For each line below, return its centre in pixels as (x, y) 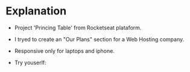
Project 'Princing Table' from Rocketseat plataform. (78, 28)
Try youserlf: (30, 62)
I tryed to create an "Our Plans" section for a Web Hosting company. (99, 39)
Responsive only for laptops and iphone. (65, 51)
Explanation (36, 11)
